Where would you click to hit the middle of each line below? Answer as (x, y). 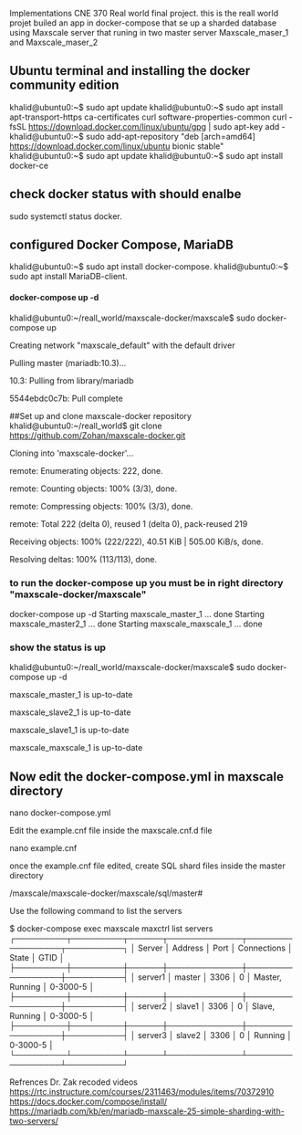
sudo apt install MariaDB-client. (68, 277)
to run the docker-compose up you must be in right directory (146, 583)
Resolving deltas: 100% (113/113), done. (83, 559)
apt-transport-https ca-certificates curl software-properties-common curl (148, 117)
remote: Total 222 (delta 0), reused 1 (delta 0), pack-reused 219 (129, 523)
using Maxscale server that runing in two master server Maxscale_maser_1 (149, 32)
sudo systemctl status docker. (66, 216)
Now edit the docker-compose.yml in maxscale (147, 777)
